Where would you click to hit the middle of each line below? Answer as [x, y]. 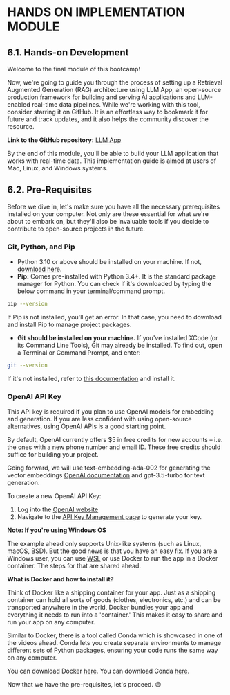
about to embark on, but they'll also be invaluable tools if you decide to [108, 221]
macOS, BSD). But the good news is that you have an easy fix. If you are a [112, 551]
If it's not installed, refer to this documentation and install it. [92, 378]
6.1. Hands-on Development [68, 52]
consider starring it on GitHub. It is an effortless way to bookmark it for [108, 112]
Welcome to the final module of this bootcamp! [74, 69]
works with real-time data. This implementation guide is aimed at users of [112, 161]
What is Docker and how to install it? [60, 579]
